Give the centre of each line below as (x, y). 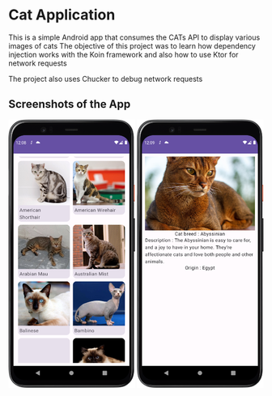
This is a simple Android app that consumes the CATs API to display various (134, 37)
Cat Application (62, 15)
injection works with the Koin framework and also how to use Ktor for (123, 54)
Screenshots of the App (70, 104)
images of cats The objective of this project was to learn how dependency (132, 45)
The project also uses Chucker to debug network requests (106, 79)
